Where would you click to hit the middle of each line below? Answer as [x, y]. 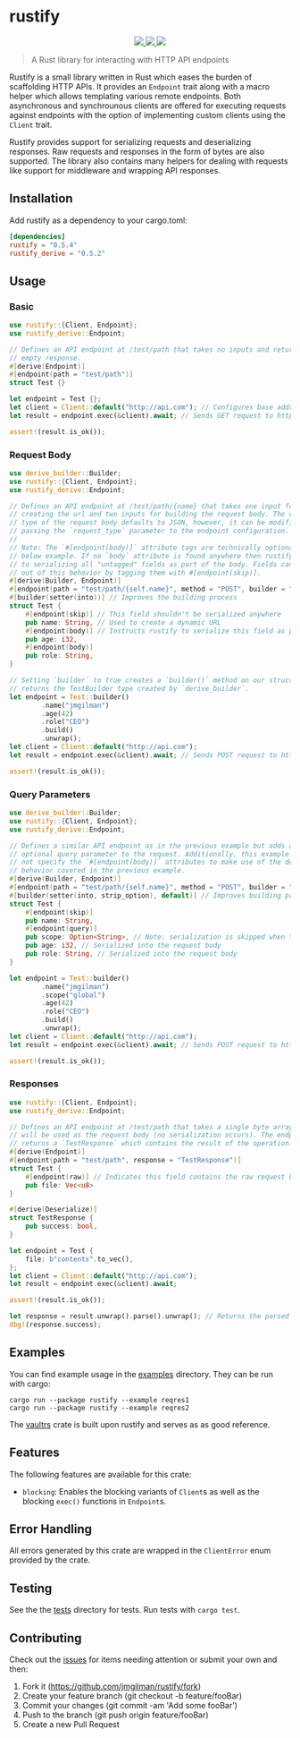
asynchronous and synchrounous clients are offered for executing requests [148, 106]
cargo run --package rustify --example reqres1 [100, 1400]
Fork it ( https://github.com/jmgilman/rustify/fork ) [112, 1687]
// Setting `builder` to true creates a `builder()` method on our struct [151, 681]
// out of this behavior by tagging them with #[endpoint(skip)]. [135, 573]
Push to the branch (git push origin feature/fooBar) [115, 1715]
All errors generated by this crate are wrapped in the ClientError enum [140, 1551]
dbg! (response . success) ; [55, 1325]
